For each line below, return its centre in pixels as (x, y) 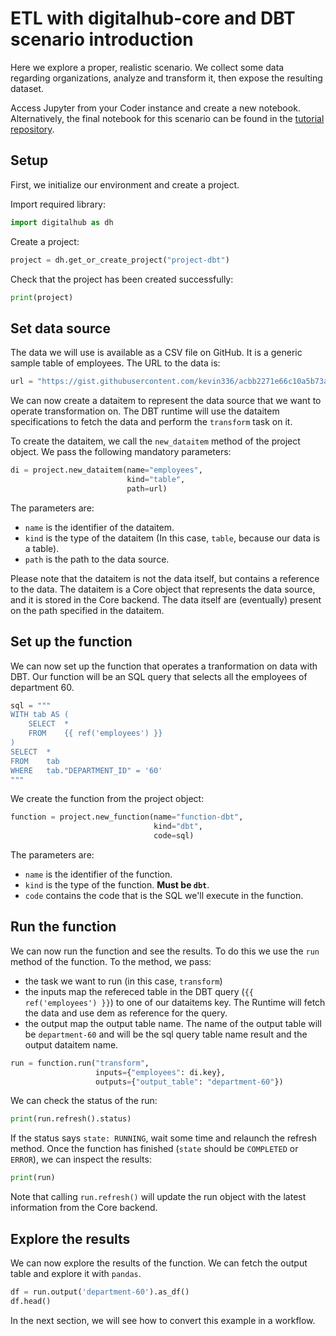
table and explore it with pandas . (76, 1273)
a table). (42, 548)
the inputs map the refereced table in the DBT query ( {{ (139, 991)
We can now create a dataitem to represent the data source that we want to (166, 401)
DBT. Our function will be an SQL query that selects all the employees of (159, 676)
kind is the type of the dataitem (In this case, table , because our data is (172, 538)
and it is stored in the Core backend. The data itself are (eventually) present (166, 599)
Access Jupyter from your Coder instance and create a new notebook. (155, 108)
